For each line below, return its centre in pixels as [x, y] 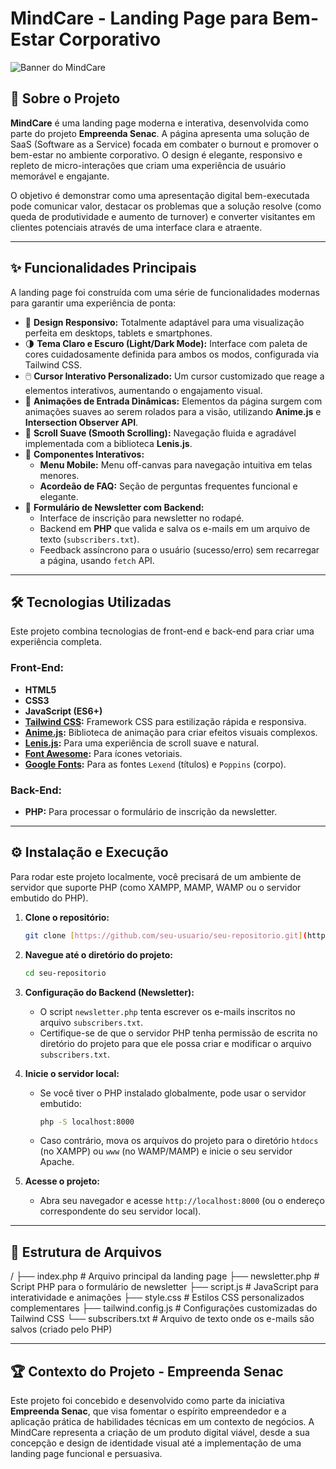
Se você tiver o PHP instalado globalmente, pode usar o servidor [173, 1093]
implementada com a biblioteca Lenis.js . [108, 443]
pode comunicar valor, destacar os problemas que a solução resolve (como [166, 206]
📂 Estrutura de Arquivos [86, 1252]
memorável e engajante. [60, 176]
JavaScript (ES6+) [63, 711]
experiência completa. [56, 642]
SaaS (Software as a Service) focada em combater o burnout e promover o [164, 144]
